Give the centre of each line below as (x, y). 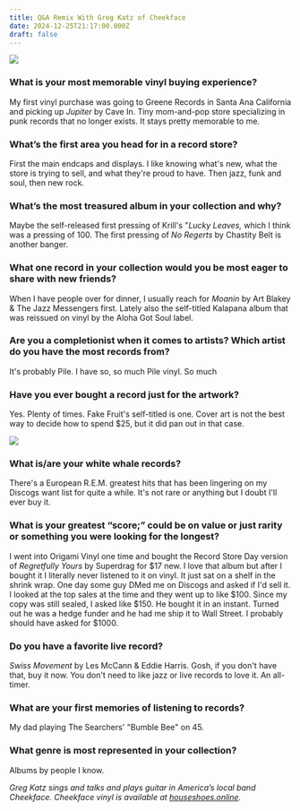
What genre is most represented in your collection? (123, 751)
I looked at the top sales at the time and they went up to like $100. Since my (149, 594)
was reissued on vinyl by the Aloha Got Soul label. (102, 317)
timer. (20, 685)
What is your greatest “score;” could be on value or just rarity (146, 525)
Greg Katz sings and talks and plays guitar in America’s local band (133, 787)
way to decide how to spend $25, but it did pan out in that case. (127, 424)
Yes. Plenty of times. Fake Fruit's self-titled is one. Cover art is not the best (147, 414)
